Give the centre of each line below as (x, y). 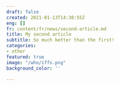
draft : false (23, 12)
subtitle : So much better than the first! (60, 40)
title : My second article (39, 35)
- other (16, 51)
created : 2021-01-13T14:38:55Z (46, 18)
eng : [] (16, 23)
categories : (21, 46)
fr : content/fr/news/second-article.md (56, 29)
